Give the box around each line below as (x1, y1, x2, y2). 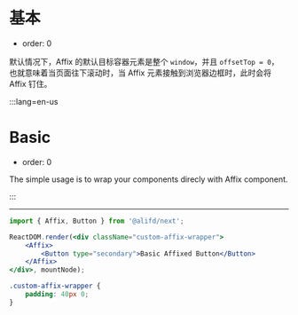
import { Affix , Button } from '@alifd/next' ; (9, 217, 184, 225)
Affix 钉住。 (9, 78, 52, 89)
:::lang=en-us (9, 96, 59, 106)
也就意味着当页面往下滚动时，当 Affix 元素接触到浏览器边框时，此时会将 (9, 67, 272, 78)
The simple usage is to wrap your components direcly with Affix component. (9, 174, 288, 185)
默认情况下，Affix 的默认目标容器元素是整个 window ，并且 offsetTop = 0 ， (9, 56, 279, 67)
